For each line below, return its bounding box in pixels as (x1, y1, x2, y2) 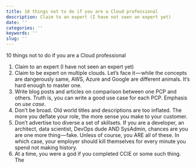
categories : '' (6, 25, 43, 31)
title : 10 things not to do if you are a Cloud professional (6, 8, 159, 15)
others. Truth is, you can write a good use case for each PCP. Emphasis (14, 94, 188, 101)
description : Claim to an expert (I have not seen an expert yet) (6, 14, 171, 20)
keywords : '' (6, 30, 38, 36)
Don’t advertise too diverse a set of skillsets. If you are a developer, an (14, 119, 184, 126)
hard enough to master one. (14, 82, 82, 88)
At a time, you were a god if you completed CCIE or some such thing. (14, 150, 181, 157)
